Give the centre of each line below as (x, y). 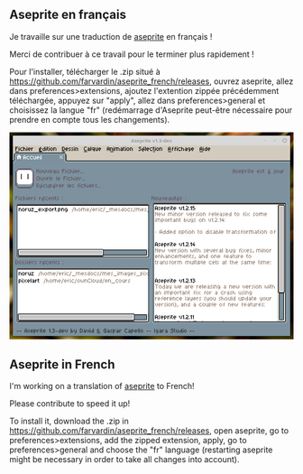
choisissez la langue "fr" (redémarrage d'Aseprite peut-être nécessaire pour (151, 110)
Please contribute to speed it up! (70, 404)
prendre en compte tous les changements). (90, 119)
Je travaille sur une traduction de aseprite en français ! (111, 36)
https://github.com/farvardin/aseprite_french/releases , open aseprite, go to (149, 431)
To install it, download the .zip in (69, 421)
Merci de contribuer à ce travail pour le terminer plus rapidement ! (132, 54)
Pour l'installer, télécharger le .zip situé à (85, 71)
